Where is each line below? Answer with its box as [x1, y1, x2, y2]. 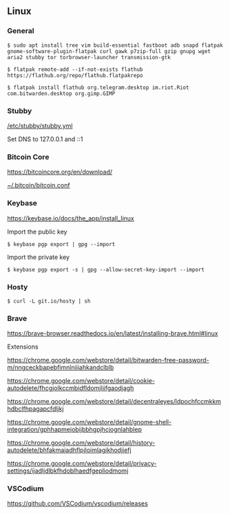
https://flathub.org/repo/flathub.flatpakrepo [7, 72, 143, 79]
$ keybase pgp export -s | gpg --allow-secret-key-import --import [7, 266, 205, 273]
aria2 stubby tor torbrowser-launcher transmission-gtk [7, 54, 171, 61]
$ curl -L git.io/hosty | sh [7, 298, 91, 305]
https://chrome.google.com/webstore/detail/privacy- [7, 460, 157, 468]
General [7, 26, 34, 36]
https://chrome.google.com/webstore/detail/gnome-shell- [7, 418, 172, 426]
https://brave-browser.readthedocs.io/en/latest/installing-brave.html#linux [7, 329, 218, 338]
